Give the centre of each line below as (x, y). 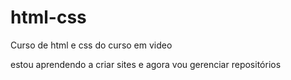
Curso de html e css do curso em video (91, 45)
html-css (48, 17)
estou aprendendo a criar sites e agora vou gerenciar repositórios (146, 64)
